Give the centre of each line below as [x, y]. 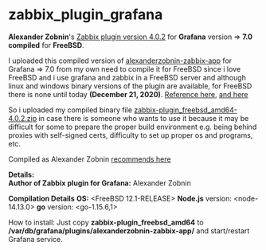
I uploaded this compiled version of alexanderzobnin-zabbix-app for [120, 61]
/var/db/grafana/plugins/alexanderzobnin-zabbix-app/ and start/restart [129, 230]
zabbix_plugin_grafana [86, 15]
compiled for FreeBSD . [47, 45]
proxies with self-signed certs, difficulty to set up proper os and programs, [131, 135]
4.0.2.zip [23, 118]
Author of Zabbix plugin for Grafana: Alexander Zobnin [100, 183]
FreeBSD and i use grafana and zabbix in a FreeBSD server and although [127, 77]
